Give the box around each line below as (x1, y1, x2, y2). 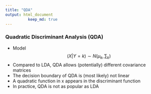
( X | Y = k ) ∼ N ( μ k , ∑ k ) (66, 53, 111, 60)
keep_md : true (27, 17, 58, 22)
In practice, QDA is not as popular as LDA (12, 83, 99, 89)
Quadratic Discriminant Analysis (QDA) (5, 33, 104, 40)
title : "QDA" (5, 7, 33, 13)
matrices (12, 67, 31, 73)
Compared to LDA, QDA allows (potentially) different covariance (12, 62, 146, 68)
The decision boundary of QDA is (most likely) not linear (12, 73, 130, 79)
